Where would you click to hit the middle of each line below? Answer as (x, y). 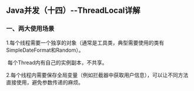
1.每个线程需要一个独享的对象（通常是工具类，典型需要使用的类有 (85, 42)
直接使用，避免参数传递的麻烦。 (45, 82)
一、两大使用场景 (30, 29)
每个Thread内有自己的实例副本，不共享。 (57, 62)
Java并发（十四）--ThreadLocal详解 (73, 11)
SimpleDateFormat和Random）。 (45, 50)
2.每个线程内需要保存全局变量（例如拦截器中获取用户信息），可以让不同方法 (97, 75)
